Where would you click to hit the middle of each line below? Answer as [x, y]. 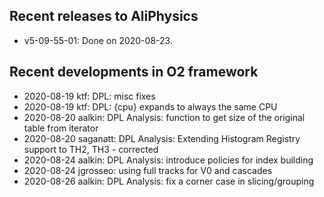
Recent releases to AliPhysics [104, 16]
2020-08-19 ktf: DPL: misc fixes [89, 96]
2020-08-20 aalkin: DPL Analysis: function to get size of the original [164, 117]
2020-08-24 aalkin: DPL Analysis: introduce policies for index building [168, 160]
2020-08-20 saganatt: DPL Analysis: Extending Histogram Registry [162, 138]
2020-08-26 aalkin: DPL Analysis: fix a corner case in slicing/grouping [169, 181]
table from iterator [61, 128]
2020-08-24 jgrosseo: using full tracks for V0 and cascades [148, 170]
